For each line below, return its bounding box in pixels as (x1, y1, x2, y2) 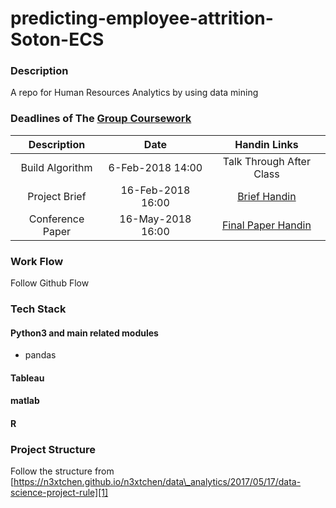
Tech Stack (10, 302, 67, 316)
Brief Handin (237, 189, 297, 203)
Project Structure (10, 442, 96, 456)
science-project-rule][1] (10, 487, 109, 499)
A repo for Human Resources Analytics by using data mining (10, 87, 259, 99)
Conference (28, 212, 85, 226)
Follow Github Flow (10, 277, 90, 289)
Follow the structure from (10, 465, 115, 477)
